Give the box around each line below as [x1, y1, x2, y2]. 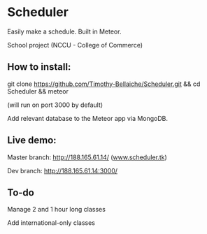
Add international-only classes [7, 219, 96, 227]
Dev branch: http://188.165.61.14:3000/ [7, 166, 117, 175]
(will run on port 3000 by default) [7, 101, 103, 109]
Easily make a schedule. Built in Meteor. [7, 27, 122, 36]
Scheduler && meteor [7, 87, 69, 95]
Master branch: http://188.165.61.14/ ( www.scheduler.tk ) [7, 153, 168, 161]
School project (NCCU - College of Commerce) [7, 41, 143, 49]
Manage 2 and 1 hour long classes [7, 205, 106, 214]
